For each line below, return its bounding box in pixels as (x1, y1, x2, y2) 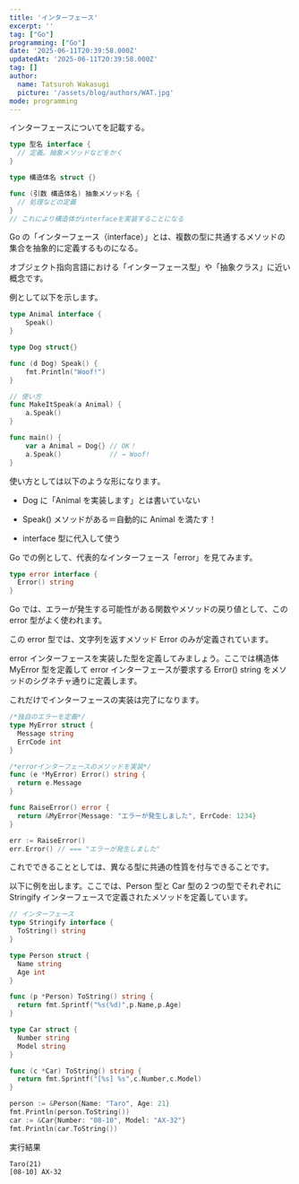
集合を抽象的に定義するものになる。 (9, 243, 143, 254)
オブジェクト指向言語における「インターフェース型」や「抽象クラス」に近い (9, 262, 291, 273)
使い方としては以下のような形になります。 (9, 475, 166, 486)
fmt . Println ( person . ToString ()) (9, 1108, 130, 1117)
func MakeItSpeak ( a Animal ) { (9, 400, 123, 409)
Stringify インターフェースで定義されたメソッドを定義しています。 (9, 892, 253, 902)
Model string (17, 1041, 66, 1050)
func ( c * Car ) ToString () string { (9, 1066, 142, 1075)
